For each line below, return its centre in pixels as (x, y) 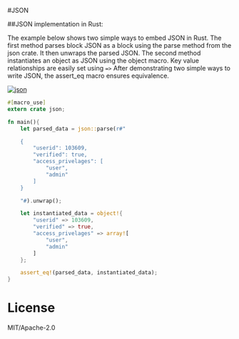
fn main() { (24, 122)
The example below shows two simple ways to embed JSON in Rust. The (115, 38)
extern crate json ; (36, 109)
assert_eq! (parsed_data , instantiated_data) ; (89, 273)
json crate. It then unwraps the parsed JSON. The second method (104, 53)
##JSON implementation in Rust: (55, 24)
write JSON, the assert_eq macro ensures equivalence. (88, 75)
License (31, 308)
